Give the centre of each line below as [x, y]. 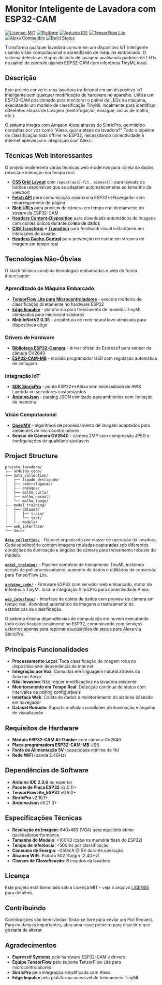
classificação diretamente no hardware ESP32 [58, 304]
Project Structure [31, 456]
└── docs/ [15, 531]
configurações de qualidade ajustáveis [51, 441]
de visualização [28, 713]
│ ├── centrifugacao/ [29, 484]
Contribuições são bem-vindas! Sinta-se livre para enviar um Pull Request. [79, 920]
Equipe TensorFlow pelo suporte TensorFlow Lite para [66, 962]
